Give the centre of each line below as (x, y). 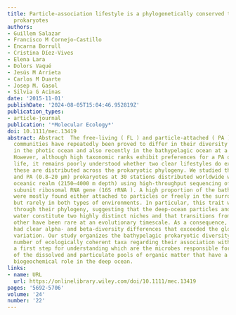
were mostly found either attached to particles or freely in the (113, 196)
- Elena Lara (26, 60)
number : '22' (26, 301)
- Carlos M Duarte (34, 79)
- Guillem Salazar (34, 33)
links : (17, 268)
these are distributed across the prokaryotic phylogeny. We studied (117, 170)
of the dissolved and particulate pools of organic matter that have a (121, 255)
